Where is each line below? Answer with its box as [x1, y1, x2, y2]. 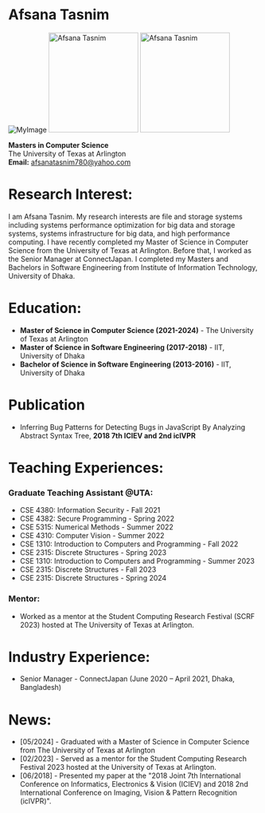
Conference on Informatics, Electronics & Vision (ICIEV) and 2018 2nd [19, 779, 248, 789]
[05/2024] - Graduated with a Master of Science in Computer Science [19, 737, 250, 747]
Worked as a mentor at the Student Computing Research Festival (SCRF [19, 611, 255, 621]
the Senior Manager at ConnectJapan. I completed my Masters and [8, 254, 229, 264]
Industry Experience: [8, 648, 150, 666]
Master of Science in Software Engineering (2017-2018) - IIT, [19, 342, 225, 352]
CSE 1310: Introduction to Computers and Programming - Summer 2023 [19, 557, 255, 566]
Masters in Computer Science [8, 140, 109, 149]
